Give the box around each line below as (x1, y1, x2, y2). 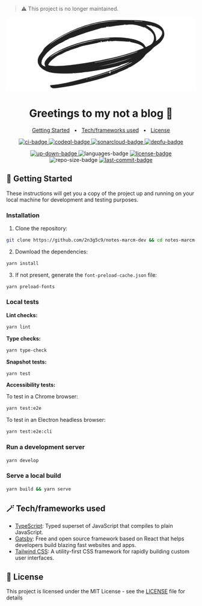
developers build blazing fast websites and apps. (14, 542, 136, 549)
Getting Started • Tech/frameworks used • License (32, 126, 170, 134)
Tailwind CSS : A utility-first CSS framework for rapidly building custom (14, 548, 190, 555)
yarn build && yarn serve (6, 486, 71, 492)
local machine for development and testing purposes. (6, 196, 139, 203)
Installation (6, 211, 40, 219)
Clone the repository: (14, 224, 68, 232)
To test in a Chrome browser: (6, 393, 78, 400)
